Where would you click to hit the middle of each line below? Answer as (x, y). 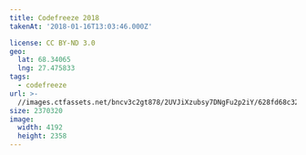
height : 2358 (42, 136)
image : (22, 119)
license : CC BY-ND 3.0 (52, 43)
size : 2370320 (36, 110)
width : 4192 (41, 128)
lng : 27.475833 (46, 68)
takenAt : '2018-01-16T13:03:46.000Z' (81, 26)
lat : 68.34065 (44, 60)
